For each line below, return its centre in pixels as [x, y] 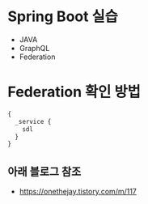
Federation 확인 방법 [74, 92]
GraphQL [34, 48]
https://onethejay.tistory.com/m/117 [78, 192]
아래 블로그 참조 [44, 171]
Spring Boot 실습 [63, 17]
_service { [33, 121]
